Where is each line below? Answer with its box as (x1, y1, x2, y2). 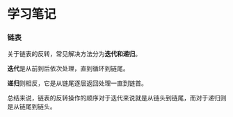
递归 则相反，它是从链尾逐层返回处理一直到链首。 (7, 79, 147, 87)
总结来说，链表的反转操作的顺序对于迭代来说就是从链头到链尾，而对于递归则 (7, 94, 227, 102)
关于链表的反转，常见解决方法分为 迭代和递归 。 (7, 50, 141, 58)
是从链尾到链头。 (7, 102, 56, 111)
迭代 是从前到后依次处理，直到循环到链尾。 (7, 64, 129, 73)
